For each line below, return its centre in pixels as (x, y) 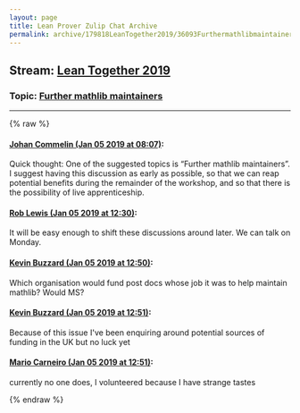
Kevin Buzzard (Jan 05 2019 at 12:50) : (81, 263)
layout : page (33, 17)
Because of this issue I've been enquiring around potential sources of (137, 333)
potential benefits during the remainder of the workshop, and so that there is (150, 183)
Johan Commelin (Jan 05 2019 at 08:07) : (87, 144)
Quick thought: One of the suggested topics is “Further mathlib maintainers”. (150, 164)
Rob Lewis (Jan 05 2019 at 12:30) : (73, 213)
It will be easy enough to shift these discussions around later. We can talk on (150, 232)
